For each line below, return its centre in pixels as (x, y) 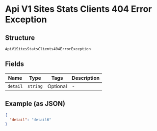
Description (86, 78)
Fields (15, 64)
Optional (57, 86)
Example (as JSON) (35, 104)
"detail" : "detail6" (30, 120)
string (35, 86)
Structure (20, 38)
